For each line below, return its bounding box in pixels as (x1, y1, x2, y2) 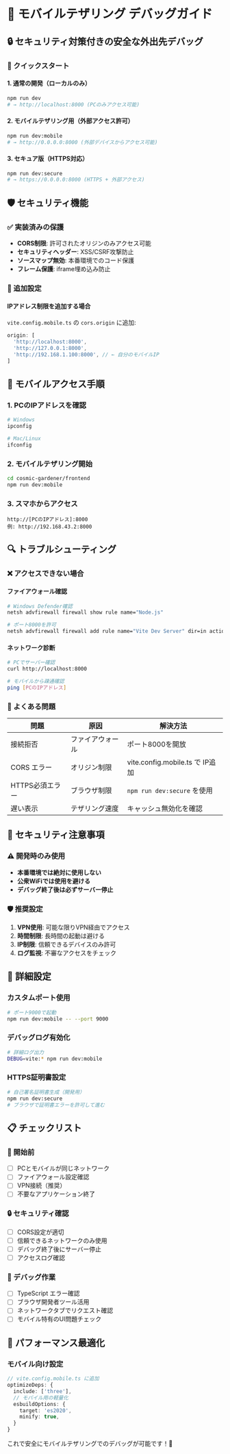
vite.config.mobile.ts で (127, 757, 201, 767)
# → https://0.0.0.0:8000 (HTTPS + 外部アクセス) (7, 176, 145, 184)
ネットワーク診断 (7, 643, 55, 651)
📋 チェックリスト (7, 1122, 82, 1133)
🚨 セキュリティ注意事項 (7, 829, 105, 841)
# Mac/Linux (7, 435, 41, 442)
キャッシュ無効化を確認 (127, 804, 203, 814)
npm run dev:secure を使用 (127, 786, 214, 795)
